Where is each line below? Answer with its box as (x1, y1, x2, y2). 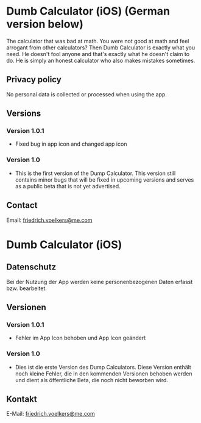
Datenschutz (6, 262, 57, 272)
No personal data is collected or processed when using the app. (6, 90, 167, 98)
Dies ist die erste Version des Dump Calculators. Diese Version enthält (15, 363, 192, 371)
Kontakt (6, 394, 38, 404)
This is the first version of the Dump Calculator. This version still (15, 169, 176, 177)
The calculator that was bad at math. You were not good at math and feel (6, 37, 189, 44)
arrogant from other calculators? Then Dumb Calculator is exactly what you (6, 44, 196, 51)
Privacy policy (6, 74, 62, 85)
